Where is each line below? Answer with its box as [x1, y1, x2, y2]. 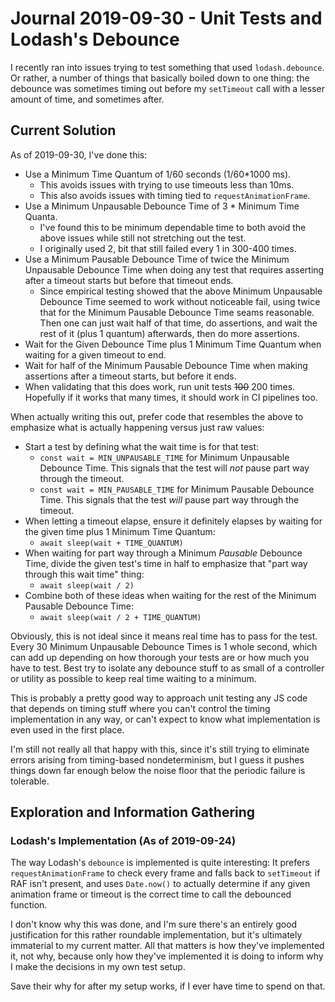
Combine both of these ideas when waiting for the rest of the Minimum [24, 589, 317, 601]
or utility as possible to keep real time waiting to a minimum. [10, 672, 257, 684]
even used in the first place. [10, 723, 125, 736]
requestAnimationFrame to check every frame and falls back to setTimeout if [10, 867, 321, 879]
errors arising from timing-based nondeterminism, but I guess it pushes [10, 753, 305, 766]
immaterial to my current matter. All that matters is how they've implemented [10, 940, 325, 952]
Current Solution [10, 122, 117, 139]
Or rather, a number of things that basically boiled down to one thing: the [10, 72, 310, 84]
